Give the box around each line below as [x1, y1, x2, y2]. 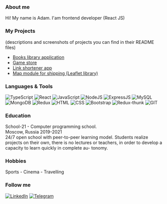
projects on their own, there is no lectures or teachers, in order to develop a [5, 140, 162, 146]
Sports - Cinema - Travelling [5, 169, 65, 175]
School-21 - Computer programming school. [5, 123, 97, 129]
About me [5, 4, 30, 11]
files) [5, 44, 16, 50]
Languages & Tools [5, 83, 53, 90]
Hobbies [5, 158, 27, 165]
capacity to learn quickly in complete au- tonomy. [5, 145, 108, 151]
